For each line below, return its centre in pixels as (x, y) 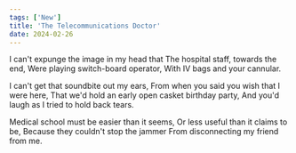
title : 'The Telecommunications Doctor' (85, 26)
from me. (26, 141)
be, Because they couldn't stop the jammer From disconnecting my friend (144, 132)
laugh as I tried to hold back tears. (72, 105)
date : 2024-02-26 (41, 34)
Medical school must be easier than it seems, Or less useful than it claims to (148, 122)
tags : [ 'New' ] (36, 17)
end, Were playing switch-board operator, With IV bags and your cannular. (145, 68)
